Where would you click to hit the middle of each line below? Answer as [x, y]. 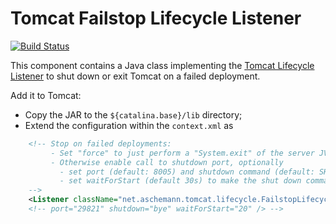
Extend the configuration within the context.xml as [129, 125]
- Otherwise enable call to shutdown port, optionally [167, 162]
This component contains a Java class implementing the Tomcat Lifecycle [162, 65]
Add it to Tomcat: [46, 95]
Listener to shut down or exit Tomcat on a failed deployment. [135, 76]
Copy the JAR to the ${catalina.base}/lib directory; [133, 114]
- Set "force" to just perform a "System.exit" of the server [182, 153]
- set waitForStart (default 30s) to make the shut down [180, 181]
